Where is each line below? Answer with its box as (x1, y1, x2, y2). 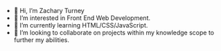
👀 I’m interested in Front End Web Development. (13, 14, 151, 22)
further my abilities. (13, 36, 69, 44)
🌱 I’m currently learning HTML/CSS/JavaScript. (13, 21, 148, 29)
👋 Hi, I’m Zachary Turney (13, 7, 85, 14)
